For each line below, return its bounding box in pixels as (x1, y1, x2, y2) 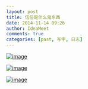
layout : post (6, 8, 39, 15)
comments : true (6, 31, 44, 37)
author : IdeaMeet (6, 25, 49, 32)
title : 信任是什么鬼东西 (6, 14, 61, 20)
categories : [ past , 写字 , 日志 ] (6, 36, 83, 42)
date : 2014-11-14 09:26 (6, 20, 65, 26)
